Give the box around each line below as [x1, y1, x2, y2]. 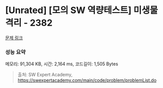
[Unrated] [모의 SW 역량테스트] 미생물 [5, 5, 158, 16]
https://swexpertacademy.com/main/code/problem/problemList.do [17, 77, 157, 83]
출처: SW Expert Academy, [17, 71, 73, 78]
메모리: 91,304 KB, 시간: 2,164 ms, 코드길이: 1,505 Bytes [5, 61, 119, 67]
